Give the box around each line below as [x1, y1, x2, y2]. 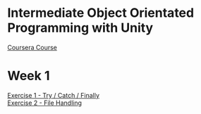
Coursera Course [7, 43, 58, 51]
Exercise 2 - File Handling [7, 99, 83, 107]
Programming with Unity [7, 20, 154, 36]
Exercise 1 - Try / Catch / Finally [7, 91, 100, 99]
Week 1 [7, 68, 50, 84]
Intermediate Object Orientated [7, 5, 195, 21]
